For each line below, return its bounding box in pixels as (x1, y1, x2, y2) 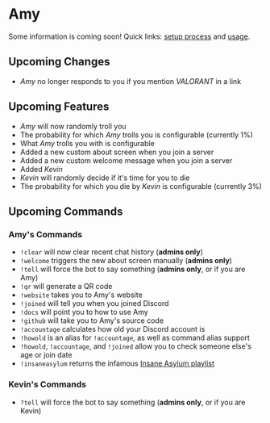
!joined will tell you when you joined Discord (19, 299, 169, 308)
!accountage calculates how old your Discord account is (19, 325, 206, 334)
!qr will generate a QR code (19, 282, 113, 291)
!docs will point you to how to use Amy (19, 308, 149, 317)
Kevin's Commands (8, 379, 87, 390)
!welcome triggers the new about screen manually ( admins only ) (19, 256, 232, 266)
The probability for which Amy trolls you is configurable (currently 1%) (19, 130, 254, 140)
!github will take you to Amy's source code (19, 316, 164, 325)
